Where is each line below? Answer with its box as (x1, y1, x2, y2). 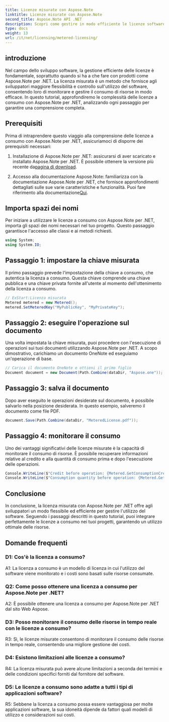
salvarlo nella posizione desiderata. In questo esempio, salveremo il (5, 402, 145, 408)
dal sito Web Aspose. (5, 606, 49, 612)
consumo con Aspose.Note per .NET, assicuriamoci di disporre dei (5, 138, 143, 144)
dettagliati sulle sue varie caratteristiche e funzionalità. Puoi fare (12, 184, 146, 190)
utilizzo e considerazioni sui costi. (5, 712, 75, 717)
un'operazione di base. (5, 356, 53, 362)
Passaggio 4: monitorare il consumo (5, 432, 121, 440)
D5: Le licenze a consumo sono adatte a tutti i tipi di (5, 683, 133, 690)
